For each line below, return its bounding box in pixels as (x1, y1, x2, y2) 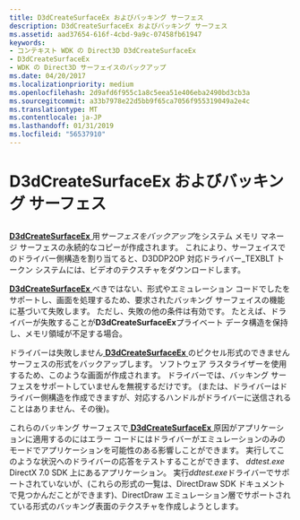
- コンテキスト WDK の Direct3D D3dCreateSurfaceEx (9, 47, 197, 56)
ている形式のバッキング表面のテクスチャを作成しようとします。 (9, 501, 244, 512)
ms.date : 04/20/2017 (9, 72, 87, 81)
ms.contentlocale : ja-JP (9, 113, 102, 122)
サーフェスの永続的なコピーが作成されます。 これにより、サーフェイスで (19, 242, 287, 253)
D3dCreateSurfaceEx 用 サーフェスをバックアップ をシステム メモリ (9, 230, 259, 242)
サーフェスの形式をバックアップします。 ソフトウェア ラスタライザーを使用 (9, 359, 287, 369)
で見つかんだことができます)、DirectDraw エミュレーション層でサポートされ (9, 490, 291, 500)
